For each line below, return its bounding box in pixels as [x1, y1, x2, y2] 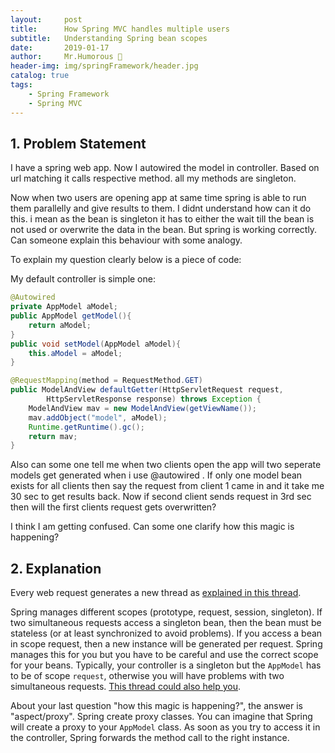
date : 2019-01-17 [10, 42, 110, 53]
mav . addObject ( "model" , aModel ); [28, 412, 168, 423]
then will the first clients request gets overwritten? [10, 501, 217, 513]
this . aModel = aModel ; [28, 348, 123, 358]
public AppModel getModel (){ [10, 311, 132, 321]
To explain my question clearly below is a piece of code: [10, 254, 242, 266]
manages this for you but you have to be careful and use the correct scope [10, 649, 319, 661]
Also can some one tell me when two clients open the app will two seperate [10, 459, 322, 471]
